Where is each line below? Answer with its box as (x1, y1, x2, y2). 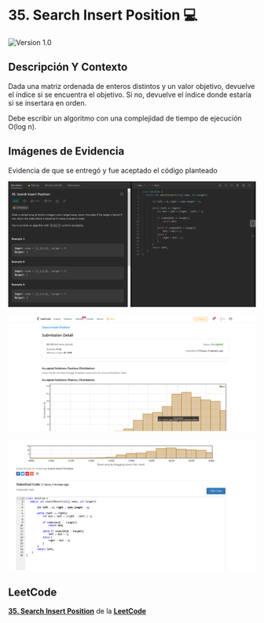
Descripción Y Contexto (8, 61, 128, 74)
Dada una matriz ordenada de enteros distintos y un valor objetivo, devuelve (8, 81, 255, 91)
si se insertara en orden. (8, 98, 87, 107)
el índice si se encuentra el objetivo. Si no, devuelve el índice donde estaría (8, 90, 251, 99)
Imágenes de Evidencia (8, 145, 125, 158)
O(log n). (8, 121, 37, 131)
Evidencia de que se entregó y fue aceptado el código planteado (8, 165, 218, 175)
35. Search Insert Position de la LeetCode (8, 606, 147, 616)
